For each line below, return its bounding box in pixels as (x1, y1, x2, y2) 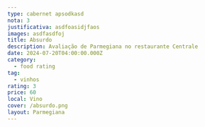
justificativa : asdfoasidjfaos (7, 23, 100, 30)
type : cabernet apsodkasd (7, 10, 84, 18)
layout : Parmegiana (7, 109, 65, 116)
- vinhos (13, 75, 40, 83)
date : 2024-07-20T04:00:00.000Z (7, 50, 103, 57)
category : (7, 56, 37, 64)
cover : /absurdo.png (7, 102, 69, 109)
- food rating (13, 63, 55, 70)
